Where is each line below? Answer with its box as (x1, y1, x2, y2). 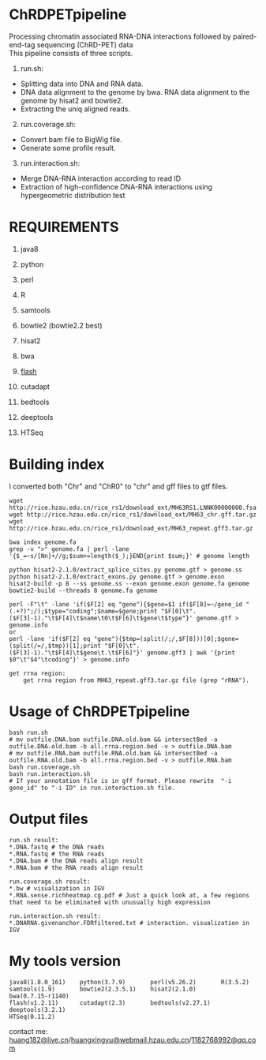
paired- (232, 32, 257, 41)
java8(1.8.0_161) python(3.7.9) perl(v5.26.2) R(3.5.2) (9, 978, 249, 986)
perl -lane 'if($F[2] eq (9, 635, 91, 642)
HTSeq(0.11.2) (9, 1013, 56, 1021)
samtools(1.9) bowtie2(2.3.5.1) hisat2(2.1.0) (9, 985, 197, 993)
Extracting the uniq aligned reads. (20, 104, 131, 114)
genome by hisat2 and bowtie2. (20, 96, 124, 105)
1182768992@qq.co (191, 1035, 257, 1044)
